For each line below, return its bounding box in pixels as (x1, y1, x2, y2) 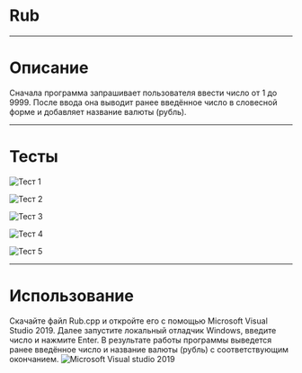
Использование (9, 286, 135, 306)
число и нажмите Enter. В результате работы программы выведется (9, 334, 272, 345)
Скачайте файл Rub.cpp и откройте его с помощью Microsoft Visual (9, 315, 268, 326)
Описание (9, 58, 89, 78)
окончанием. (9, 353, 59, 364)
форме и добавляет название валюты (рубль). (9, 106, 187, 117)
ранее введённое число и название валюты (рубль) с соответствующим (9, 343, 289, 355)
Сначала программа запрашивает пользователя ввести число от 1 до (9, 87, 278, 98)
